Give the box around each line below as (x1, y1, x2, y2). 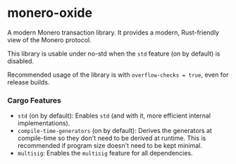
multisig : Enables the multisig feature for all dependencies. (17, 149, 193, 158)
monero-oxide (7, 5, 93, 21)
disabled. (7, 56, 34, 65)
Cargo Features (7, 95, 61, 105)
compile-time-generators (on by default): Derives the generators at (17, 127, 213, 135)
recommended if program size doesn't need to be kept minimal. (17, 141, 202, 150)
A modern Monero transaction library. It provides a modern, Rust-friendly (7, 28, 220, 37)
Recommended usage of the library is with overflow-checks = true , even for (7, 70, 229, 79)
